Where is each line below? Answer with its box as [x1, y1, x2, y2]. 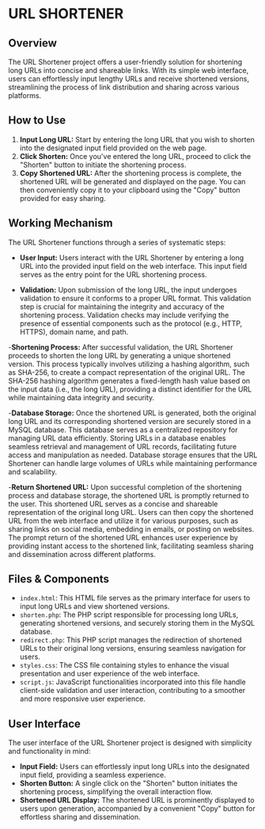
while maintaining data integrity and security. [8, 392, 155, 402]
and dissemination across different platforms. [8, 549, 156, 558]
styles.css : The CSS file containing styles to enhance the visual [19, 661, 229, 670]
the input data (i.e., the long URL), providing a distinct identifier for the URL [8, 384, 252, 394]
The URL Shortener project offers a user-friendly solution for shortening [8, 57, 243, 66]
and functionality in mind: [8, 747, 91, 756]
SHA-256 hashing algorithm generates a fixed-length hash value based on [8, 376, 251, 385]
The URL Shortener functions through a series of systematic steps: [8, 237, 226, 247]
